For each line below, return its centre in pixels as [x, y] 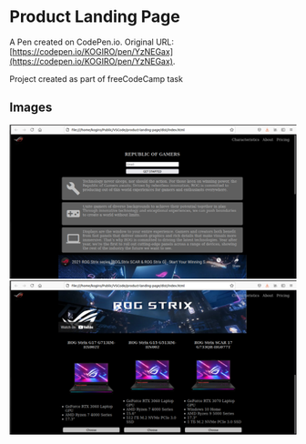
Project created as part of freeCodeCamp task [97, 78]
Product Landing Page [95, 17]
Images [31, 108]
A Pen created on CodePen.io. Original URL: [92, 42]
